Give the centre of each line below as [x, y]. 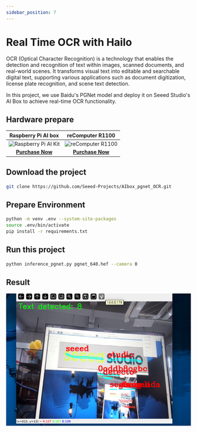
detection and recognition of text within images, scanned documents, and [95, 65]
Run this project [36, 250]
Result [18, 282]
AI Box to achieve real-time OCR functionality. [61, 101]
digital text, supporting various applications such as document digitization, [96, 77]
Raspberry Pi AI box [34, 135]
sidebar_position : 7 [31, 12]
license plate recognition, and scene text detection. [68, 83]
